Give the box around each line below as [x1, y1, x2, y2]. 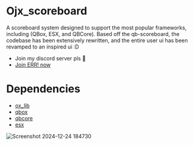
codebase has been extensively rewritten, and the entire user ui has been [6, 37, 188, 44]
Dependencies [6, 82, 80, 96]
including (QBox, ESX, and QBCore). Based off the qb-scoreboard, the [6, 30, 180, 37]
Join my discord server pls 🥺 [14, 55, 86, 62]
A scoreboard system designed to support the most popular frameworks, [6, 24, 187, 31]
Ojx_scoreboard [6, 4, 88, 18]
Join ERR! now [14, 61, 51, 68]
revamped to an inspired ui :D [6, 43, 79, 50]
